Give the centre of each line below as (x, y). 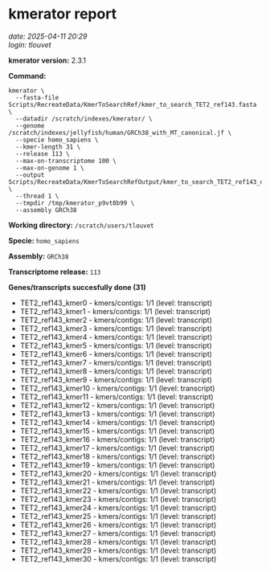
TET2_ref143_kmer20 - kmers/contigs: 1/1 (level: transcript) (118, 473)
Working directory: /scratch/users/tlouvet (81, 225)
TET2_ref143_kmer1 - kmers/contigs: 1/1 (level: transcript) (115, 311)
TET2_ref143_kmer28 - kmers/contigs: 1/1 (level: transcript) (118, 541)
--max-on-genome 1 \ (50, 168)
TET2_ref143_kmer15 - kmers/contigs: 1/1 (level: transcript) (117, 431)
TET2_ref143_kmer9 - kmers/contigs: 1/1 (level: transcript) (116, 379)
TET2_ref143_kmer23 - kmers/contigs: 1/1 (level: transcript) (118, 499)
